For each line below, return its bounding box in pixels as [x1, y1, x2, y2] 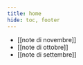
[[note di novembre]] [17, 35, 77, 44]
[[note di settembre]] [17, 50, 77, 59]
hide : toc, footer [7, 17, 60, 24]
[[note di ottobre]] [17, 43, 68, 51]
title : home [7, 10, 41, 17]
